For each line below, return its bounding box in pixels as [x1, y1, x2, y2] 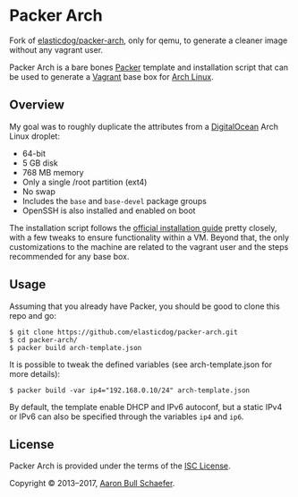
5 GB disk [21, 158, 58, 168]
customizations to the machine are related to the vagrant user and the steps [9, 241, 289, 252]
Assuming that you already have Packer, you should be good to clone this [9, 301, 280, 312]
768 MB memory [21, 167, 84, 177]
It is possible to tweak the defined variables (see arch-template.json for [9, 359, 273, 370]
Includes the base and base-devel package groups [21, 195, 208, 206]
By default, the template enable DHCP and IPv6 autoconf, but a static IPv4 [9, 401, 283, 412]
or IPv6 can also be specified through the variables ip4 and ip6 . [9, 411, 244, 422]
